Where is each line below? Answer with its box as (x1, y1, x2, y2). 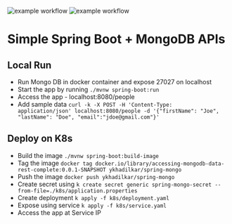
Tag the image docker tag (17, 159, 93, 167)
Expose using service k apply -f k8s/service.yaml (17, 201, 167, 209)
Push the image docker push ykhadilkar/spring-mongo (17, 172, 175, 180)
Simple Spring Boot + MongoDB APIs (7, 32, 226, 47)
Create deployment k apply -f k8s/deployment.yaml (17, 193, 170, 202)
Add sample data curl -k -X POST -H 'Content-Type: (17, 100, 173, 108)
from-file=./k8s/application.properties (17, 187, 138, 195)
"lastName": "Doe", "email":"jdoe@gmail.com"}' (17, 114, 160, 121)
